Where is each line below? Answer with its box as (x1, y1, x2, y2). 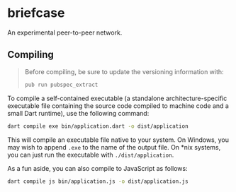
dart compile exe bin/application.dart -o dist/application (7, 122, 189, 130)
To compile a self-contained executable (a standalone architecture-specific (7, 94, 227, 102)
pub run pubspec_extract (24, 81, 99, 88)
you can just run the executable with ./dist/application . (7, 150, 174, 159)
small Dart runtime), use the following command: (7, 109, 150, 117)
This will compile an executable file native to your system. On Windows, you (7, 136, 229, 144)
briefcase (7, 5, 65, 21)
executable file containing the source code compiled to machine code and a (7, 101, 229, 110)
